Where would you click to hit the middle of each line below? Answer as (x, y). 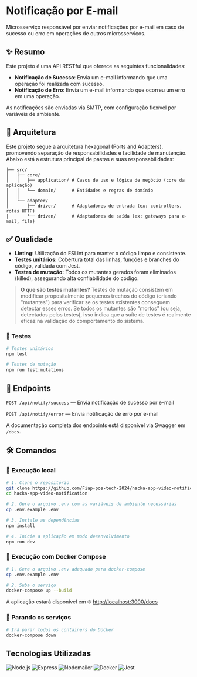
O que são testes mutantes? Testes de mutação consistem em (96, 290)
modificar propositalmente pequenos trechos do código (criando (98, 296)
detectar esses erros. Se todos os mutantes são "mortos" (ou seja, (101, 309)
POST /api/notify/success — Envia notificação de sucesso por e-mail (90, 402)
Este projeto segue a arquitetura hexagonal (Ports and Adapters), (85, 146)
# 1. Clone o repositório (38, 483)
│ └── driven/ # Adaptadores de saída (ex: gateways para (93, 216)
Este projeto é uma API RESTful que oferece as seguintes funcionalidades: (96, 66)
